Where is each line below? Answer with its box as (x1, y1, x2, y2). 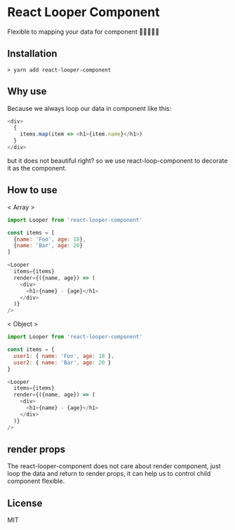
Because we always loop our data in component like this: (7, 104, 172, 112)
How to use (7, 184, 58, 197)
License (7, 497, 43, 509)
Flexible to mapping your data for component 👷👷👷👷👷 (7, 27, 160, 36)
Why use (7, 86, 47, 98)
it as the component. (7, 164, 67, 172)
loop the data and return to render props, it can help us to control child (7, 470, 211, 478)
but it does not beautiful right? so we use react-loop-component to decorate (7, 156, 228, 165)
